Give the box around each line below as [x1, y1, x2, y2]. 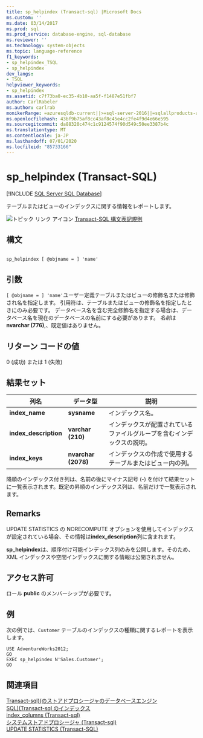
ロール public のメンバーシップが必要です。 [6, 590, 115, 597]
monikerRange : [6, 110, 42, 116]
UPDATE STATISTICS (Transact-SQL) [6, 725, 98, 733]
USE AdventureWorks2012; [6, 646, 69, 652]
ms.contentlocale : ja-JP [6, 132, 69, 139]
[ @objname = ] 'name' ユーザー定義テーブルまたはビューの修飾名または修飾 [6, 292, 195, 299]
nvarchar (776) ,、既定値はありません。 [6, 322, 104, 329]
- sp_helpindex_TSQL [6, 59, 59, 65]
